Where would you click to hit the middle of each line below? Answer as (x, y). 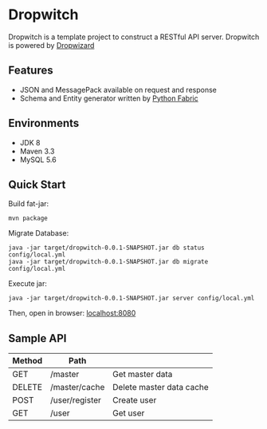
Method (27, 361)
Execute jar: (28, 284)
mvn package (28, 218)
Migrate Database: (39, 233)
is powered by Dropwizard (51, 45)
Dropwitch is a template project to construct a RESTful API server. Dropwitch (134, 37)
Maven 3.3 (37, 151)
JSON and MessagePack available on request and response (118, 89)
